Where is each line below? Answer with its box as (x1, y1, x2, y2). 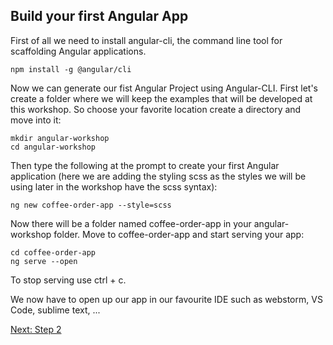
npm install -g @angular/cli (10, 64, 132, 74)
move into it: (10, 114, 62, 126)
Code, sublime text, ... (10, 304, 101, 316)
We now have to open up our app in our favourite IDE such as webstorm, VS (10, 293, 323, 305)
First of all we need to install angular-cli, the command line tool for (10, 34, 283, 46)
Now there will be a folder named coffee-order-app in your (10, 217, 252, 229)
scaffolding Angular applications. (10, 45, 147, 57)
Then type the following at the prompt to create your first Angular (10, 159, 280, 171)
